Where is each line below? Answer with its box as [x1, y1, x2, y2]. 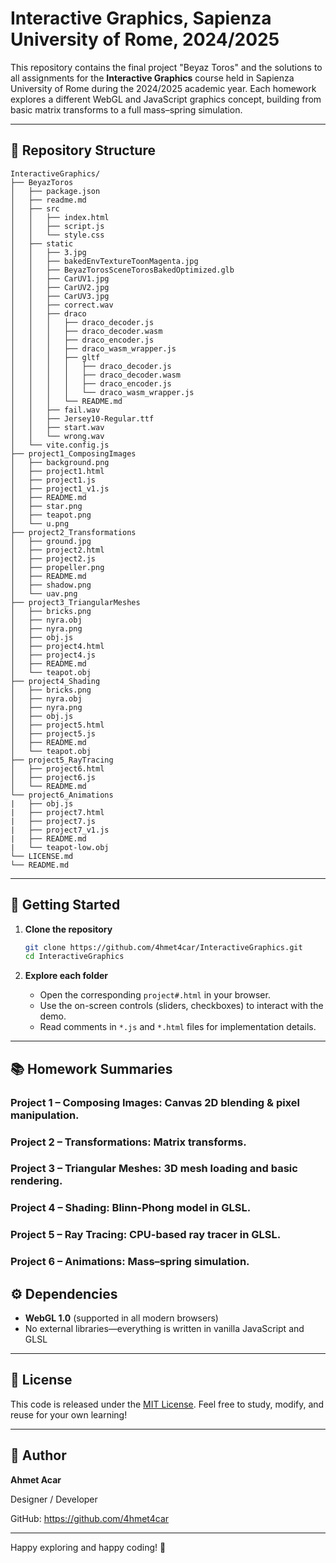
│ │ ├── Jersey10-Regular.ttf [10, 413, 155, 424]
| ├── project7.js [10, 816, 97, 826]
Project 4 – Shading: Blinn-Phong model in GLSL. [10, 1201, 252, 1215]
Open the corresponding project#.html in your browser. [39, 989, 271, 1001]
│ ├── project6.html [10, 763, 105, 774]
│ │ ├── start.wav [10, 422, 105, 432]
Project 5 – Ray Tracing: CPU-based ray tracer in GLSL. [10, 1228, 282, 1242]
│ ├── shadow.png [10, 580, 92, 590]
